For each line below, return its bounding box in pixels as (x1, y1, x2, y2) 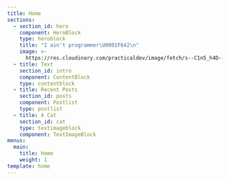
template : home (7, 162, 51, 170)
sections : (7, 16, 36, 23)
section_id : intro (19, 67, 72, 74)
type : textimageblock (19, 125, 81, 131)
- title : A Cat (13, 112, 57, 118)
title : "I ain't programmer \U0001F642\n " (19, 42, 139, 49)
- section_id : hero (13, 23, 69, 29)
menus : (7, 138, 26, 144)
